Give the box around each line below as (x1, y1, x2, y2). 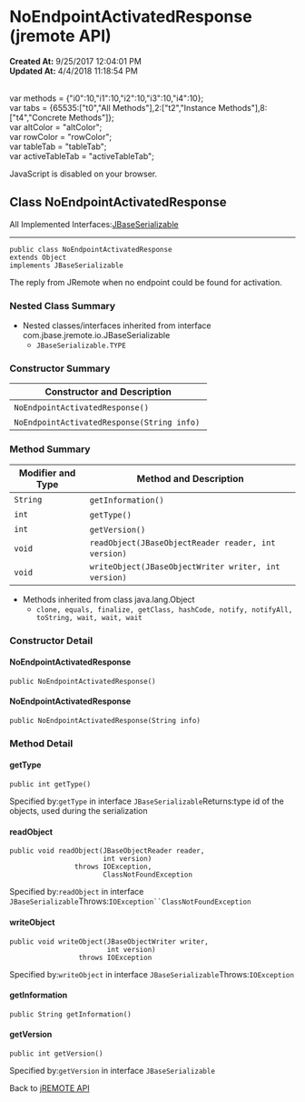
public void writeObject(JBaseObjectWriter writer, (9, 937, 209, 947)
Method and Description (136, 472, 244, 485)
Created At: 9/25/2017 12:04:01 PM (9, 55, 143, 66)
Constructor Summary (9, 362, 111, 375)
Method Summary (9, 443, 91, 456)
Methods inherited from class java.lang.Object (22, 594, 195, 605)
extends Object (9, 253, 67, 262)
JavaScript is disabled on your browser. (9, 168, 158, 179)
